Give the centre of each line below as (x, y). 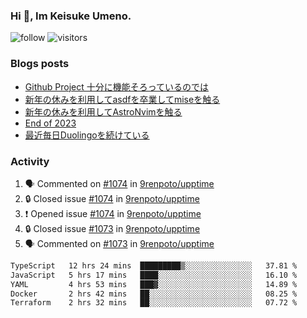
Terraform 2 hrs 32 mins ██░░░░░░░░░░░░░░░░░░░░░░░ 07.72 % (154, 303)
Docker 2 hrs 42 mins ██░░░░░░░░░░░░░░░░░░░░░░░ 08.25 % (154, 294)
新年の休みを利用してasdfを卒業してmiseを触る (122, 99)
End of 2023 (50, 123)
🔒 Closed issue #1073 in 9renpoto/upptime (112, 228)
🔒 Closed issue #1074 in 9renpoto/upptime (112, 198)
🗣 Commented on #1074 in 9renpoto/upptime (119, 183)
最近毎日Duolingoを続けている (87, 135)
